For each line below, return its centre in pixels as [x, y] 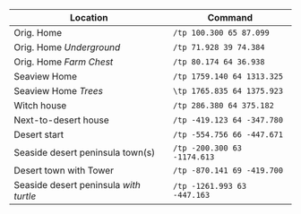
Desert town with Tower [64, 171]
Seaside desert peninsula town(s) [85, 153]
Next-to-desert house [61, 120]
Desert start [39, 135]
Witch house [40, 105]
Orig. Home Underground [67, 47]
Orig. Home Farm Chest [64, 62]
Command [230, 17]
